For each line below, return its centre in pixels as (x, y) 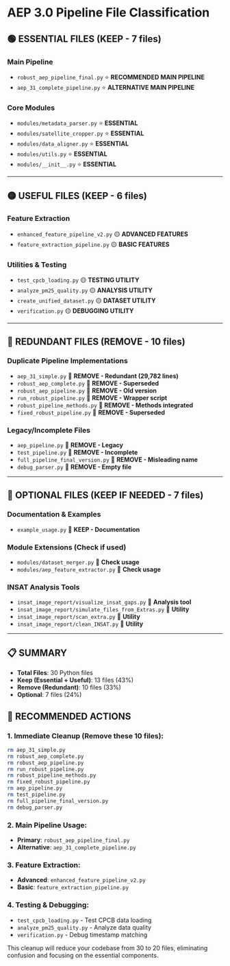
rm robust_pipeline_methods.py (52, 776)
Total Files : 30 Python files (55, 673)
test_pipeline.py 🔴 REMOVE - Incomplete (77, 452)
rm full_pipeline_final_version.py (58, 801)
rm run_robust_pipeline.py (46, 769)
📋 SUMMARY (37, 653)
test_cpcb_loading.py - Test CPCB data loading (84, 920)
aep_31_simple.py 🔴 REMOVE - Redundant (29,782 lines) (98, 376)
